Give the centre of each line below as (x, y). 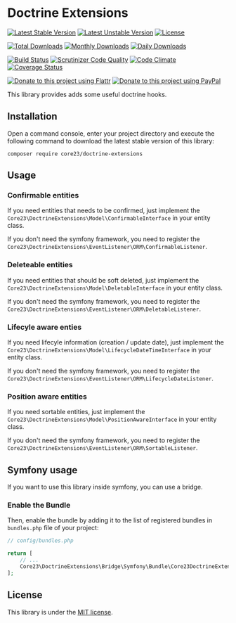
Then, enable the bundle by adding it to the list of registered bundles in (110, 520)
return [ (20, 553)
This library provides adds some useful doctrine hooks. (87, 94)
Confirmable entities (43, 195)
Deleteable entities (40, 265)
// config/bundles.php (40, 541)
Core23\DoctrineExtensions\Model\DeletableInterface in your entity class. (115, 288)
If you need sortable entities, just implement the (76, 412)
